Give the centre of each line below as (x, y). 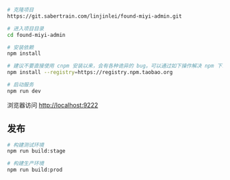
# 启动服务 (21, 85)
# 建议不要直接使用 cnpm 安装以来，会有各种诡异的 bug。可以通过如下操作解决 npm (111, 66)
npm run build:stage (37, 151)
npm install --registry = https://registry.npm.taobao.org (90, 73)
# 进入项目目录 (26, 28)
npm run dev (24, 91)
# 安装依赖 (21, 47)
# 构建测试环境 (26, 145)
